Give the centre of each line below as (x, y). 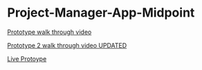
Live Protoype (27, 59)
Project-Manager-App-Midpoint (101, 13)
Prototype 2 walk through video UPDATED (67, 45)
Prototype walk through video (49, 32)
